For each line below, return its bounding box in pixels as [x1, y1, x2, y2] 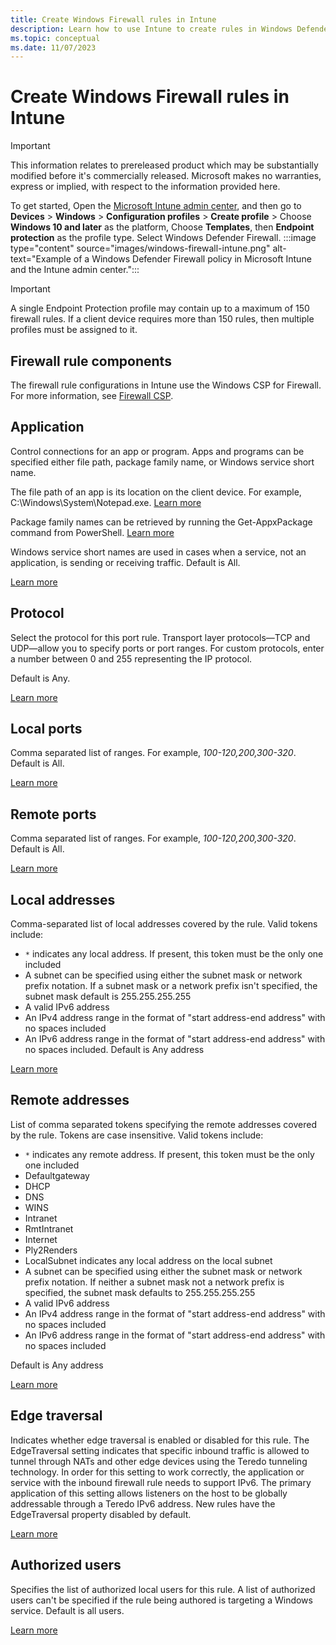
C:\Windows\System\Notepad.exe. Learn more [10, 496, 202, 508]
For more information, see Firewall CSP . [10, 390, 174, 401]
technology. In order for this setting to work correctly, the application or [10, 1466, 305, 1478]
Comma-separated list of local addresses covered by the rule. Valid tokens [10, 918, 318, 930]
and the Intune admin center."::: [10, 264, 140, 276]
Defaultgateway [24, 1169, 90, 1181]
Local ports [10, 721, 83, 738]
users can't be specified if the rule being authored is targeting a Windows [10, 1594, 313, 1606]
